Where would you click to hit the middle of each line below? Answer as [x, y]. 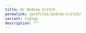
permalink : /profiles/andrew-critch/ [43, 14]
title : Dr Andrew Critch [30, 9]
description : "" [21, 23]
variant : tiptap [21, 18]
